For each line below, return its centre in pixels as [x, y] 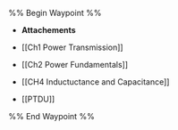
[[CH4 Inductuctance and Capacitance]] [95, 82]
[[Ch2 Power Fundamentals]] [75, 65]
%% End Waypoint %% [51, 116]
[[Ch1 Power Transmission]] [72, 47]
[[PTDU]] [38, 99]
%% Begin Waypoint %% [55, 13]
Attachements [49, 30]
